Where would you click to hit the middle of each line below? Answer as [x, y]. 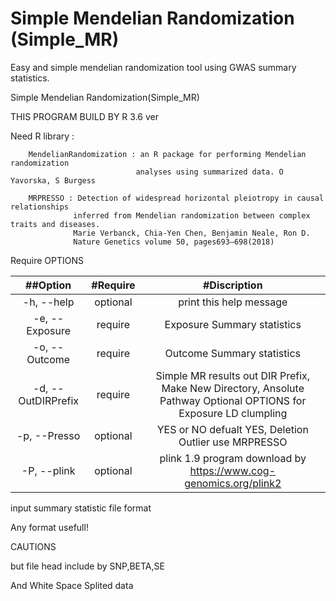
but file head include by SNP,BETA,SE [87, 566]
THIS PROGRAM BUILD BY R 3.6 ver [84, 116]
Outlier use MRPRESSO [233, 442]
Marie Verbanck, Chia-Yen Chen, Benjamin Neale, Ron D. [192, 233]
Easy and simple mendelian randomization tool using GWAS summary [153, 67]
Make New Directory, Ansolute [233, 388]
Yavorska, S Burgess [53, 180]
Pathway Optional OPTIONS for [233, 400]
